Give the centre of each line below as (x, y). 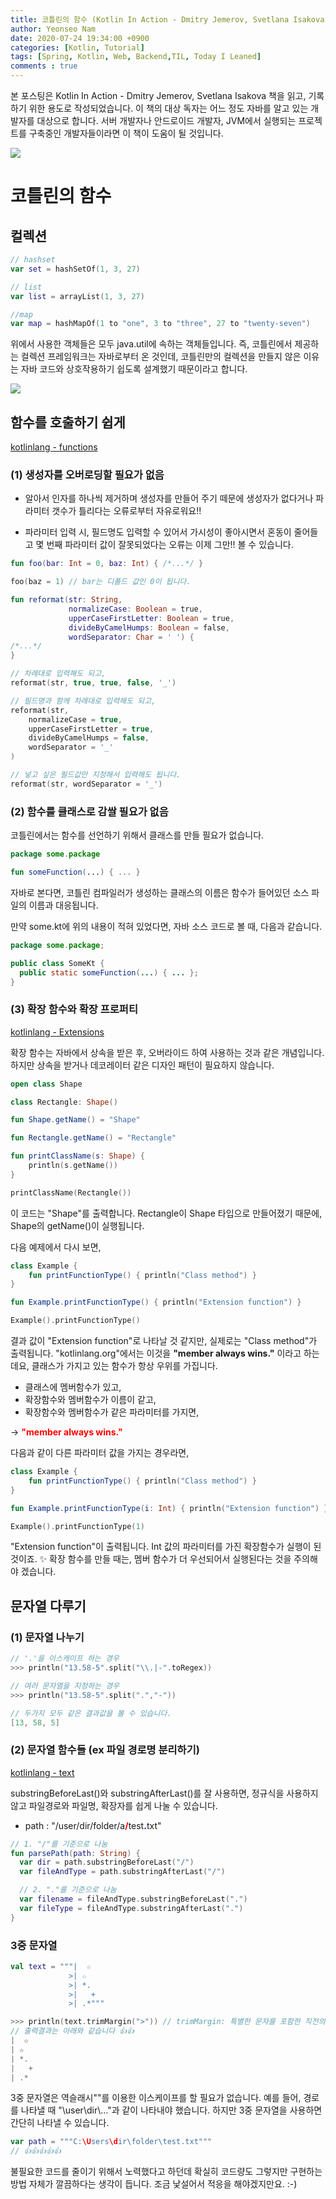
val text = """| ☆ (51, 1966)
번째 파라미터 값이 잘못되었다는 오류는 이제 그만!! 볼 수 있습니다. (170, 545)
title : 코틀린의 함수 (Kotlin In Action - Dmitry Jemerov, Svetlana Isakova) (170, 19)
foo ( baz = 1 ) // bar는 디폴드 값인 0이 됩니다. (101, 582)
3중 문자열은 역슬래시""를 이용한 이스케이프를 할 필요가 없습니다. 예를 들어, (156, 2098)
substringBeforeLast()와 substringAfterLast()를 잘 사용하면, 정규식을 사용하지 (164, 1793)
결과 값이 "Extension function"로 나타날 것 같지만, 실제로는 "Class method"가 (164, 1341)
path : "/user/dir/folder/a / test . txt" (93, 1825)
